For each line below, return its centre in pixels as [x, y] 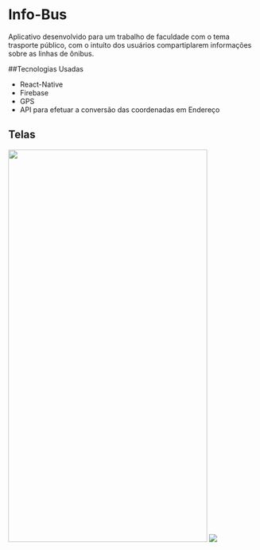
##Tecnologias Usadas [46, 68]
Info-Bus [38, 15]
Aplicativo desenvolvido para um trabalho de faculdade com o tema [119, 37]
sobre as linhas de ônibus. [51, 53]
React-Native [41, 84]
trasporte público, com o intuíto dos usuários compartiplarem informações [130, 45]
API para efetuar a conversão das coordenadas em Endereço [120, 110]
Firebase [34, 92]
